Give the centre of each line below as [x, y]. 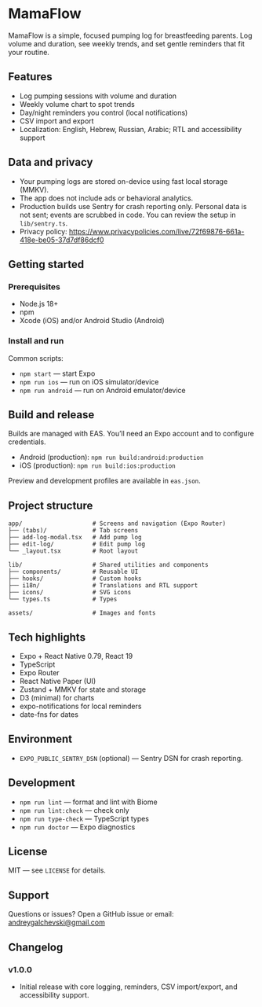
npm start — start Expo [57, 373]
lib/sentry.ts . [44, 223]
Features [30, 77]
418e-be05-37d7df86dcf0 [62, 240]
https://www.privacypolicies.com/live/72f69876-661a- [157, 231]
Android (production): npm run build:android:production [111, 458]
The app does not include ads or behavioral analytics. [106, 198]
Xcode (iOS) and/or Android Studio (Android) [92, 321]
